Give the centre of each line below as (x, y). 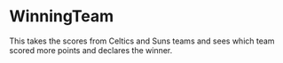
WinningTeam (62, 16)
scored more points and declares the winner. (91, 50)
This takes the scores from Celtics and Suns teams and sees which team (142, 41)
